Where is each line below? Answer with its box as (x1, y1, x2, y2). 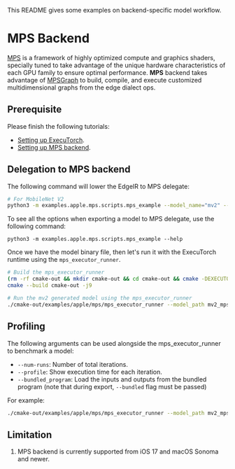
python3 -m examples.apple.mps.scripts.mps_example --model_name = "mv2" (7, 202, 220, 209)
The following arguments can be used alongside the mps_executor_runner (7, 339, 222, 347)
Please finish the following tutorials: (7, 122, 110, 130)
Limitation (7, 428, 52, 440)
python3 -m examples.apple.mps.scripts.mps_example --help (7, 236, 183, 243)
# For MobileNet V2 (7, 195, 64, 202)
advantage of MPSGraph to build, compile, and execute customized (7, 76, 202, 84)
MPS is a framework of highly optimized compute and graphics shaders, (7, 53, 215, 62)
